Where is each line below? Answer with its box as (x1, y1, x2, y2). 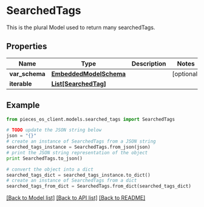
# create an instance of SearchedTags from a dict (6, 177, 137, 184)
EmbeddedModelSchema (51, 69, 126, 78)
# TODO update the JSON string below (6, 127, 102, 134)
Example (6, 100, 40, 110)
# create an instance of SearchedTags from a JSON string (6, 138, 156, 144)
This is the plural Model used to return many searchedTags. (6, 24, 155, 31)
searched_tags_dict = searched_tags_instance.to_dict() (6, 172, 151, 178)
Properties (6, 41, 47, 52)
